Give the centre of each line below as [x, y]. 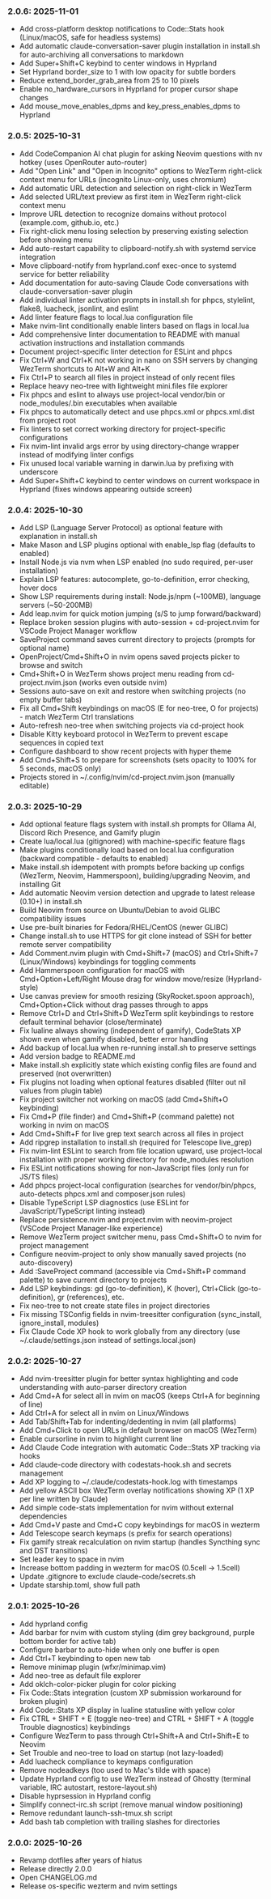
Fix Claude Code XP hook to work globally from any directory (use [129, 1332]
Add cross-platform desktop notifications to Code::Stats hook [122, 29]
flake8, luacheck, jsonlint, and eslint [79, 308]
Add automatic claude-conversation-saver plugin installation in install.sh [140, 46]
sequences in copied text [61, 742]
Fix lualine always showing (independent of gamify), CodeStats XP [130, 1030]
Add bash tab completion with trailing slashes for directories [119, 1821]
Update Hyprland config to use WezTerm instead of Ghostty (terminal [135, 1778]
